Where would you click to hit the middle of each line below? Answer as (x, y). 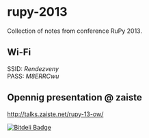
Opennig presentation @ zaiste (74, 97)
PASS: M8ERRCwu (33, 76)
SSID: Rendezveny (33, 68)
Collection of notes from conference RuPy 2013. (74, 31)
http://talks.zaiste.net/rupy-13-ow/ (55, 114)
